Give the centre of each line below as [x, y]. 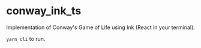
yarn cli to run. [26, 39]
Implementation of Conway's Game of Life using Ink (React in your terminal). [100, 27]
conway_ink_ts [44, 11]
